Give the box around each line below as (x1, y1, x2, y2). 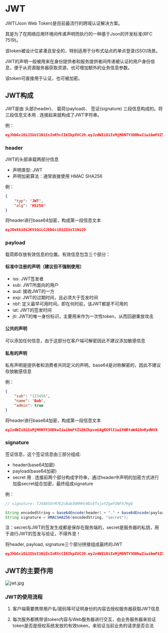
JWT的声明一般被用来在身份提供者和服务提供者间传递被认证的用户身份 (5, 58, 151, 64)
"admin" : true (14, 403, 43, 408)
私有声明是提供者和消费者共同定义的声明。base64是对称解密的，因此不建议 (5, 362, 161, 368)
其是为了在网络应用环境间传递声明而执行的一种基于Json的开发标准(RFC (5, 31, 152, 37)
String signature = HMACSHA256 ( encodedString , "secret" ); (5, 515, 128, 520)
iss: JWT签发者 (12, 276, 44, 282)
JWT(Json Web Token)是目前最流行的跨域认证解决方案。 (5, 20, 122, 26)
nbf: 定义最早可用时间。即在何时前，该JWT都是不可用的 (12, 301, 128, 307)
